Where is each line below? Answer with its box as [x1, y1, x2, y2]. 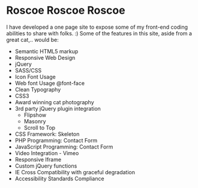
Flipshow [23, 111, 47, 119]
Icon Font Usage [14, 73, 56, 80]
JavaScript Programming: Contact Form [14, 143, 113, 150]
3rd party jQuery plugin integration [14, 105, 101, 112]
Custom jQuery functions [14, 162, 77, 169]
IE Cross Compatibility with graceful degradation [14, 168, 135, 175]
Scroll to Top [23, 124, 56, 131]
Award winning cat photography [14, 98, 94, 105]
